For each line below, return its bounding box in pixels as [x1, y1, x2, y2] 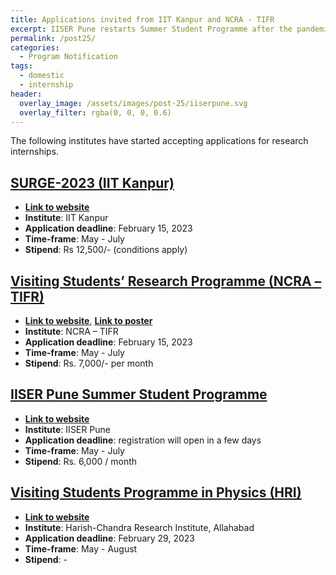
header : [10, 89, 43, 99]
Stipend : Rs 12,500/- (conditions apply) [24, 244, 188, 256]
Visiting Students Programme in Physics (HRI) [10, 484, 302, 501]
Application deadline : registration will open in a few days [24, 434, 262, 446]
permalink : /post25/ [10, 33, 97, 43]
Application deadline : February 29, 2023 [24, 532, 195, 544]
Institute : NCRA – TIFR [24, 326, 119, 337]
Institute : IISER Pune [24, 423, 111, 435]
